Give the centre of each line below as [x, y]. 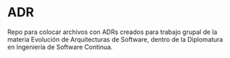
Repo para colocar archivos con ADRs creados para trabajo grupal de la [113, 32]
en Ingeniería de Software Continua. [60, 47]
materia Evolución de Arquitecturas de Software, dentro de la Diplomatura [115, 39]
